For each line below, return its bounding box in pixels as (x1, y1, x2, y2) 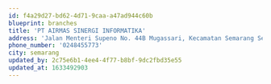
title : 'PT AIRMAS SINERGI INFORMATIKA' (8, 26, 147, 34)
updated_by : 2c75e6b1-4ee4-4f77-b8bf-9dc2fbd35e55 (8, 57, 182, 65)
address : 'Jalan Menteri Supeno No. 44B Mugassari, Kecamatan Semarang (8, 34, 254, 42)
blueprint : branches (8, 19, 78, 27)
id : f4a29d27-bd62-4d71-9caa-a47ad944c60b (8, 11, 153, 20)
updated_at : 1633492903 (8, 64, 89, 72)
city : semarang (8, 49, 60, 57)
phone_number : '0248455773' (8, 42, 103, 50)
